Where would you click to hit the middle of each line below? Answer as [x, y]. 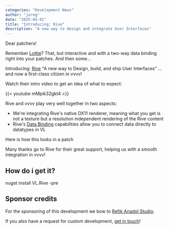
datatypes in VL [29, 130]
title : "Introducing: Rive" [35, 24]
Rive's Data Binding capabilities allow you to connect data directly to [84, 124]
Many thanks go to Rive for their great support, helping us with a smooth [81, 149]
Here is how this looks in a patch [39, 139]
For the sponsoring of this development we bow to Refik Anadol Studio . [80, 211]
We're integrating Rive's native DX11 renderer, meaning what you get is [87, 113]
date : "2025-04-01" [26, 19]
